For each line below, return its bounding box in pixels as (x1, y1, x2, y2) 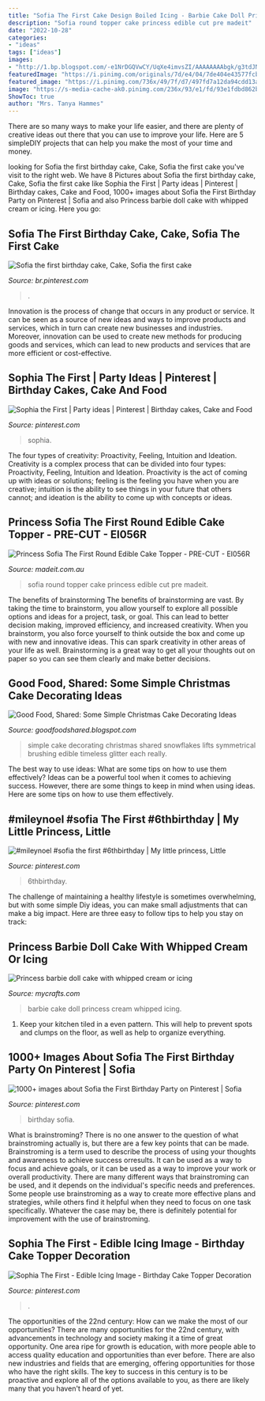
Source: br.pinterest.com (8, 275, 89, 285)
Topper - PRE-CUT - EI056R (8, 528, 147, 542)
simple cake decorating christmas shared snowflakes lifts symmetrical (27, 740, 256, 750)
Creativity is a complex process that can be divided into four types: (8, 459, 226, 468)
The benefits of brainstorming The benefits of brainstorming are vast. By (8, 595, 244, 604)
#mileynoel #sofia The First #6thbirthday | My (8, 812, 239, 826)
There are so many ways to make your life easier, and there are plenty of (8, 122, 244, 131)
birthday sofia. (27, 1115, 75, 1124)
